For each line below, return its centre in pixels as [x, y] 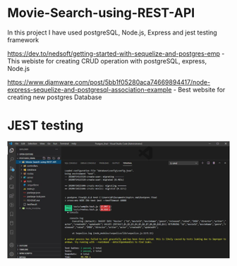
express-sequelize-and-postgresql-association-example [90, 89]
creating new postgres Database [55, 97]
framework [23, 39]
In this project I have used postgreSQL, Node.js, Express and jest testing [112, 32]
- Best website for [199, 89]
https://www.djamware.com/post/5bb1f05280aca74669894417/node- [109, 82]
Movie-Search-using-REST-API [101, 13]
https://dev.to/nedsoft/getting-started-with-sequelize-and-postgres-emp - [116, 53]
